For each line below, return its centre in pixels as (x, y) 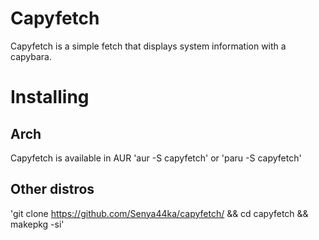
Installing (50, 97)
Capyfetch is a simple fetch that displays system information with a (148, 46)
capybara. (31, 56)
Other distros (52, 189)
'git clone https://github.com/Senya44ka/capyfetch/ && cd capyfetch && (159, 213)
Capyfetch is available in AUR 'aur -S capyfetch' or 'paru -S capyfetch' (156, 158)
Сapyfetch (55, 18)
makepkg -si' (37, 224)
